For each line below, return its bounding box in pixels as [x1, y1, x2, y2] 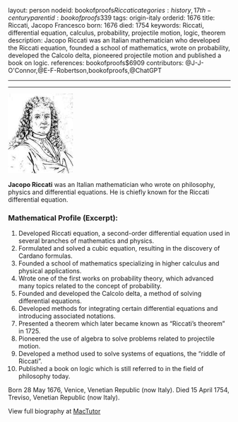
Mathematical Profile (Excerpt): [8, 212, 119, 222]
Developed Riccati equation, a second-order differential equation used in [18, 229, 230, 238]
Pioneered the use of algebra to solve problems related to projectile [18, 334, 215, 343]
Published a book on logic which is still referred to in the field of [18, 365, 204, 373]
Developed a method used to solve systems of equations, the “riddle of [18, 350, 225, 358]
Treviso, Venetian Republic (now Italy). [8, 393, 120, 402]
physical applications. [18, 267, 82, 275]
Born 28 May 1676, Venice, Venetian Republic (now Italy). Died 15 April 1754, [8, 386, 230, 394]
